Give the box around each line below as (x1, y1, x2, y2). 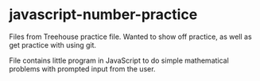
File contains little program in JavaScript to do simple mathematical (9, 56, 229, 65)
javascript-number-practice (9, 6, 198, 24)
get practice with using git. (9, 40, 97, 49)
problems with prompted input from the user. (9, 64, 156, 73)
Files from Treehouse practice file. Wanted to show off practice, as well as (9, 32, 253, 41)
